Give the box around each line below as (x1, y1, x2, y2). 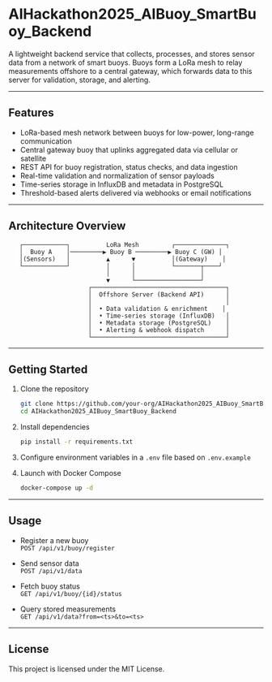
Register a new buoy (19, 535, 89, 545)
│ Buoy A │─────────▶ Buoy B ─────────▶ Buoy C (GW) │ (19, 248, 223, 256)
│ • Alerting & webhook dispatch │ (87, 326, 230, 334)
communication (19, 136, 73, 146)
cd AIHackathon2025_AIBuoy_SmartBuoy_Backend (19, 408, 176, 416)
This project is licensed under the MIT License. (8, 663, 165, 674)
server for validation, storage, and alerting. (8, 75, 151, 84)
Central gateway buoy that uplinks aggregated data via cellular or (19, 145, 239, 154)
